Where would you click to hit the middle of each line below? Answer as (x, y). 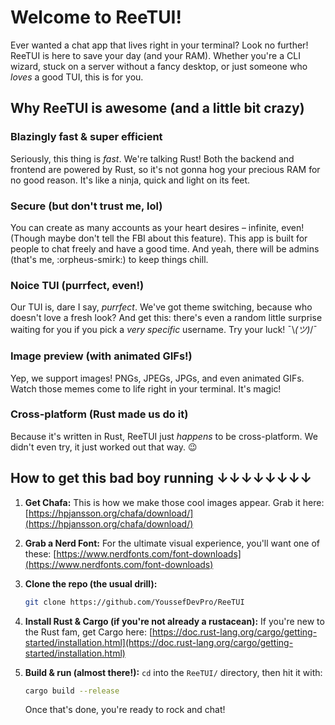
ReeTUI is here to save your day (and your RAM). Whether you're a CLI (155, 55)
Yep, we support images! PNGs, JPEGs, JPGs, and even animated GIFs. (157, 378)
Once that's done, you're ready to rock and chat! (125, 710)
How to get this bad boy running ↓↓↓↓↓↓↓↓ (161, 478)
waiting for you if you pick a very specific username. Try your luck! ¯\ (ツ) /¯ (164, 330)
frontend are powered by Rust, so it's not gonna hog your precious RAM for (165, 169)
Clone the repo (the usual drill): (91, 583)
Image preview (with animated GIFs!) (101, 356)
